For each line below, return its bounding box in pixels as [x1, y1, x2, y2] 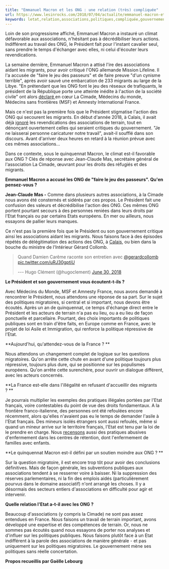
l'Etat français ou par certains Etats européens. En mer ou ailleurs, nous [5, 213, 154, 219]
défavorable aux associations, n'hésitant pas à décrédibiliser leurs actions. [5, 36, 160, 42]
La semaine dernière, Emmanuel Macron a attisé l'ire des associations [5, 61, 150, 68]
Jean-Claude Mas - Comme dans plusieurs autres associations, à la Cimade [5, 192, 163, 198]
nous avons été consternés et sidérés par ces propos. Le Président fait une [5, 197, 161, 203]
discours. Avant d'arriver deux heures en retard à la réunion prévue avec [5, 135, 156, 141]
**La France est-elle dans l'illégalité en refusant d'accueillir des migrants [5, 382, 157, 388]
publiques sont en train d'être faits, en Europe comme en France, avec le [5, 321, 156, 327]
